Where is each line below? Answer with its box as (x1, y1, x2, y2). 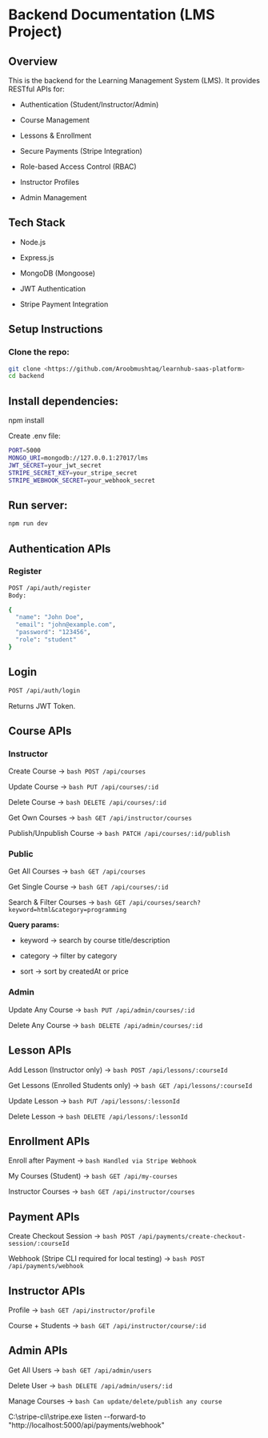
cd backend (8, 372, 45, 380)
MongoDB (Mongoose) (19, 268, 96, 278)
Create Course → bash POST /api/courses (8, 766, 146, 776)
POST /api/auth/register (8, 584, 91, 592)
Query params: (8, 920, 60, 930)
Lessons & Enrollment (19, 131, 92, 140)
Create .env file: (8, 431, 62, 441)
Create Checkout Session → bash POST (8, 1231, 135, 1241)
